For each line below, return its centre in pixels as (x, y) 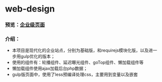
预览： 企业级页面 (25, 25)
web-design (30, 9)
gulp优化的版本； (38, 56)
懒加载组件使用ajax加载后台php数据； (50, 68)
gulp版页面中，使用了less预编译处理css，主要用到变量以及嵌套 (75, 75)
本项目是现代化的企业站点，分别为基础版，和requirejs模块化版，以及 (80, 50)
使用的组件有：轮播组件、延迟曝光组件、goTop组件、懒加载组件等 (78, 62)
